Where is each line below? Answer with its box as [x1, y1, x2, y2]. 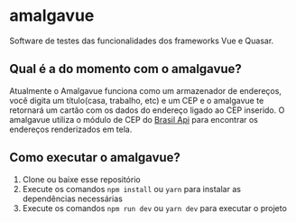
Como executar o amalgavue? [9, 150, 180, 165]
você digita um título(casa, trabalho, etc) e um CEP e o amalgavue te [9, 95, 264, 106]
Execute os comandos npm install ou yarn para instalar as [22, 183, 242, 194]
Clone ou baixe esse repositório [22, 173, 142, 185]
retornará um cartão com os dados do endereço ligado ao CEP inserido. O [9, 105, 285, 116]
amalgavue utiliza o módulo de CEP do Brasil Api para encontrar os [9, 114, 259, 125]
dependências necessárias [22, 193, 124, 204]
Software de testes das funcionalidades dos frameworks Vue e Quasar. [9, 35, 274, 46]
